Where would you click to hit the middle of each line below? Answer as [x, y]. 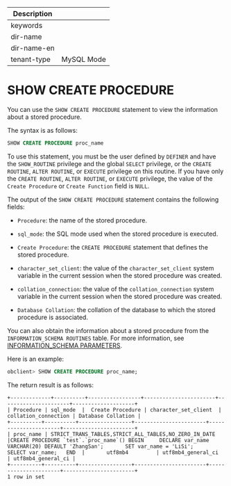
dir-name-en [33, 48]
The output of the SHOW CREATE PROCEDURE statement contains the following [113, 199]
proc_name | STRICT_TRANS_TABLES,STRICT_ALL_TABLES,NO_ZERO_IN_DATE [114, 434]
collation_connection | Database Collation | [74, 416]
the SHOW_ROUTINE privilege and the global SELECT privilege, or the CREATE [109, 163]
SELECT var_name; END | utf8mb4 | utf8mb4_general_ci [113, 452]
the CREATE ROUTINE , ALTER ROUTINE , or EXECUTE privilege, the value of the [110, 178]
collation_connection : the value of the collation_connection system [115, 289]
